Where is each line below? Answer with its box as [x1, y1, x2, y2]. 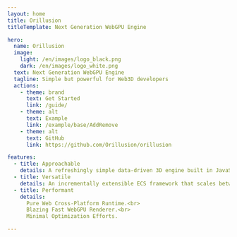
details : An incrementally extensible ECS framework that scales [20, 180, 217, 187]
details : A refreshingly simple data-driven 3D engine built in [20, 167, 213, 174]
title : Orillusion [7, 17, 61, 24]
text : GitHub [25, 135, 65, 142]
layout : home [7, 10, 46, 18]
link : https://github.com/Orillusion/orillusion [25, 141, 172, 148]
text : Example [25, 115, 68, 122]
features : [7, 154, 37, 161]
